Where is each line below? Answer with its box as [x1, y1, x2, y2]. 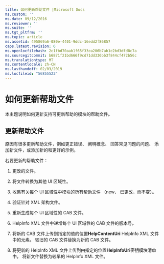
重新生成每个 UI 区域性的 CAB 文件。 [12, 209, 87, 215]
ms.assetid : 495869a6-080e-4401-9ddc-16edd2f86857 [5, 39, 111, 44]
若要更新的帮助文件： [5, 157, 48, 163]
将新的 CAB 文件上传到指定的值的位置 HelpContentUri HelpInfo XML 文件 [12, 231, 159, 236]
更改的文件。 [12, 168, 38, 174]
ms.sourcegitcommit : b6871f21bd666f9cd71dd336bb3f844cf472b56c [5, 53, 137, 58]
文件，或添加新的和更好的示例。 [13, 147, 78, 153]
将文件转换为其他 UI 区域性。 [12, 178, 71, 184]
